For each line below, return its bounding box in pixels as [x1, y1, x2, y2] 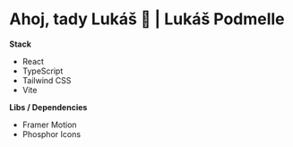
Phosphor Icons [22, 128, 82, 139]
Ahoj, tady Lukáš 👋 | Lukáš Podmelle [9, 9, 285, 30]
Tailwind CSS [22, 74, 72, 85]
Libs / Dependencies [9, 101, 88, 112]
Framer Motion [22, 119, 78, 130]
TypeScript [22, 65, 64, 76]
